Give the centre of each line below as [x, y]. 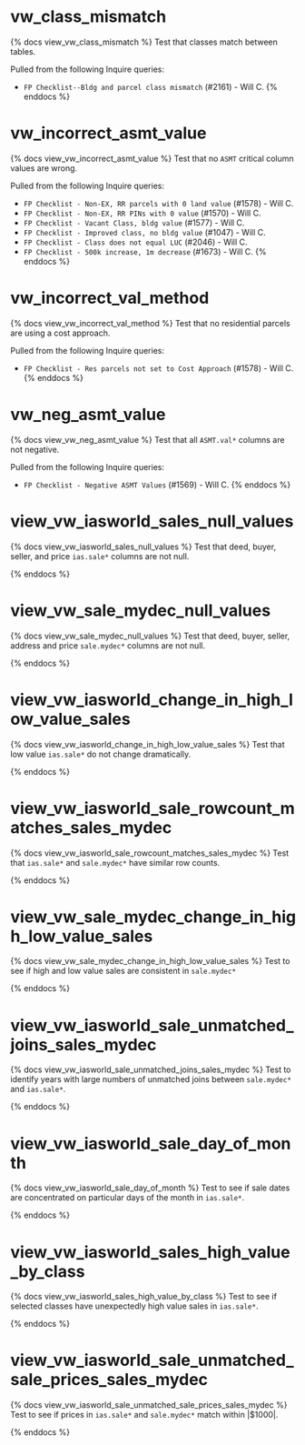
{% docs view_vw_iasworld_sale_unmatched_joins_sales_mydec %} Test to [151, 1069]
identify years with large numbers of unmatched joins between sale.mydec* [151, 1079]
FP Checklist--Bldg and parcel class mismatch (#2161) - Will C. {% [150, 86]
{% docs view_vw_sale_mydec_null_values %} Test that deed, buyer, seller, [150, 636]
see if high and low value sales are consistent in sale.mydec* [123, 971]
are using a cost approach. [60, 333]
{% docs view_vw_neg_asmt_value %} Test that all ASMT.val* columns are [148, 439]
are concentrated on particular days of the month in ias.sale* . [127, 1198]
